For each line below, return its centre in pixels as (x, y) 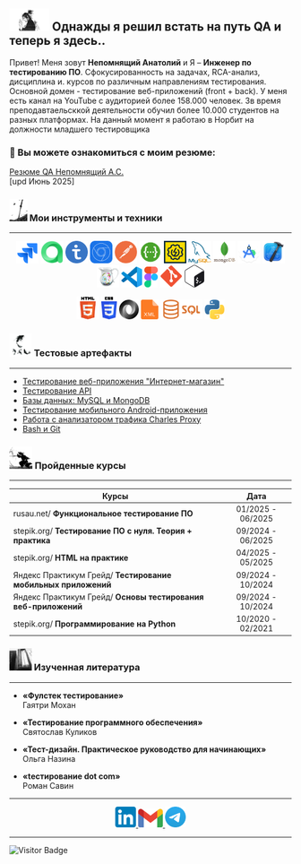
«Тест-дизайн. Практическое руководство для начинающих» (144, 749)
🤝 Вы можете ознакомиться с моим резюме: (112, 152)
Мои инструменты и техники (96, 218)
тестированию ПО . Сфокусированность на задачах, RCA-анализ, (135, 72)
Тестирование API (57, 391)
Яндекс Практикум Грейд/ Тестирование (92, 575)
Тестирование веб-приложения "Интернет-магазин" (123, 381)
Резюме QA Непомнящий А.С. (66, 172)
